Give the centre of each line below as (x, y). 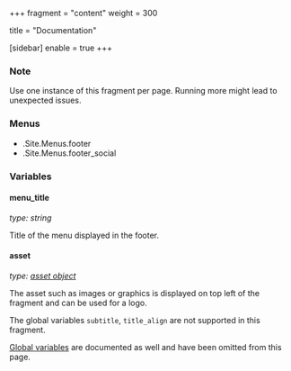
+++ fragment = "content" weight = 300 (84, 13)
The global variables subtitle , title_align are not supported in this (135, 320)
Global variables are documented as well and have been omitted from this (145, 347)
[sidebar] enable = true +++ (61, 48)
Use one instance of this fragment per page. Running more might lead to (143, 91)
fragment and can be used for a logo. (78, 303)
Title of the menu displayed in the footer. (84, 235)
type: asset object (43, 276)
